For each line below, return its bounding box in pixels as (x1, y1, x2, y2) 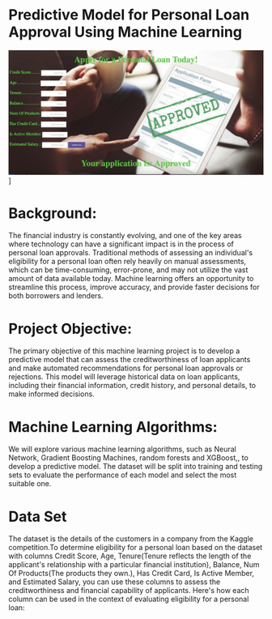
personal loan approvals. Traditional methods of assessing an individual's (8, 248, 253, 258)
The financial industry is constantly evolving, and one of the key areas (8, 231, 242, 241)
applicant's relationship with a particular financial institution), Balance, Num (8, 560, 260, 570)
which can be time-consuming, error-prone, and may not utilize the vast (8, 265, 249, 275)
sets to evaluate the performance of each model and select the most (8, 470, 237, 480)
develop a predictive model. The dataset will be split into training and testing (8, 462, 263, 472)
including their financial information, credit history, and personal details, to (8, 381, 257, 391)
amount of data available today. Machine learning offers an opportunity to (8, 274, 254, 284)
